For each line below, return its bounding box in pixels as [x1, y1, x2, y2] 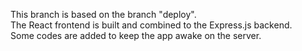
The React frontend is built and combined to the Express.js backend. [10, 19, 293, 31]
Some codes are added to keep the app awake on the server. [10, 30, 262, 41]
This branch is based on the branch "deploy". [10, 9, 197, 20]
